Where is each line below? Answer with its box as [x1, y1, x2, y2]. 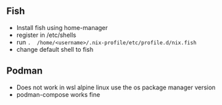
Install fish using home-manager [16, 23, 108, 31]
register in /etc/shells [16, 31, 77, 39]
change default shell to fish [16, 45, 94, 53]
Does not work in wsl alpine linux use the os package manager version [16, 83, 216, 91]
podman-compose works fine [16, 90, 101, 98]
